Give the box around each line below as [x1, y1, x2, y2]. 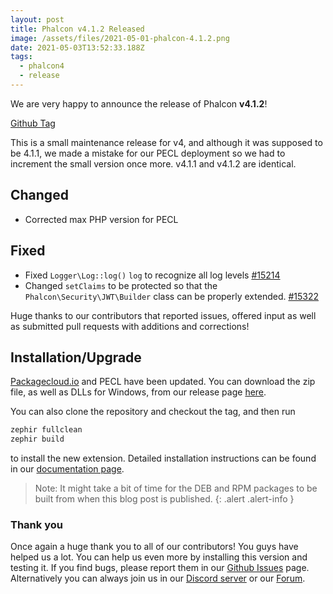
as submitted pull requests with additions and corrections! [10, 320, 250, 332]
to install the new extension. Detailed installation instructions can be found [10, 452, 317, 465]
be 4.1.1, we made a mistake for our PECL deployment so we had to [10, 147, 286, 159]
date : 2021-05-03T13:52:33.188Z [10, 42, 145, 53]
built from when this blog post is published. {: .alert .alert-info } [34, 493, 295, 505]
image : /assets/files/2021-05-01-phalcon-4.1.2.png [10, 33, 230, 43]
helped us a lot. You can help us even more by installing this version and [10, 551, 308, 563]
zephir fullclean [10, 425, 83, 435]
